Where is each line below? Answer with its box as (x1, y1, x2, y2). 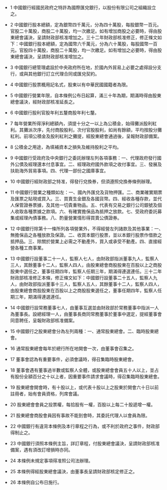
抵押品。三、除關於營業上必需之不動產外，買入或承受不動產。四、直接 (10, 239, 158, 244)
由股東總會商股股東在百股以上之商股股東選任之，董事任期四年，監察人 (10, 288, 158, 293)
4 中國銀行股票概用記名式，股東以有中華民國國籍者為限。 (10, 82, 131, 88)
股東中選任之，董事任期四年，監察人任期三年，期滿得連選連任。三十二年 (10, 268, 162, 274)
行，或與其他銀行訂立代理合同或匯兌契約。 (10, 71, 100, 76)
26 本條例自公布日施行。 (10, 479, 62, 485)
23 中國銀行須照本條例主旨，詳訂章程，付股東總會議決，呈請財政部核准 (10, 441, 160, 446)
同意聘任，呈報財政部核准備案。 (10, 318, 77, 323)
